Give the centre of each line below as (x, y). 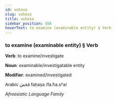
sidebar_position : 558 (28, 23)
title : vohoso (20, 19)
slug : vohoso (19, 14)
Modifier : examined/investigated (39, 75)
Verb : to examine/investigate (35, 56)
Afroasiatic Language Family (35, 94)
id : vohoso (16, 10)
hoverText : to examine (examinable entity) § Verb (58, 28)
